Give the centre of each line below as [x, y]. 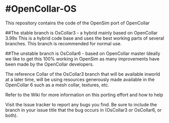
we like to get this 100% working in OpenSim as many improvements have [82, 58]
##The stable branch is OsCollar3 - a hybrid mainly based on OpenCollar [81, 33]
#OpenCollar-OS [41, 9]
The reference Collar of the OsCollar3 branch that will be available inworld [83, 74]
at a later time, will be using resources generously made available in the [80, 79]
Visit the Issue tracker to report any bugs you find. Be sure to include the [81, 104]
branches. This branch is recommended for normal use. [63, 43]
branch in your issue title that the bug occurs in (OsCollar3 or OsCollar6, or [83, 110]
